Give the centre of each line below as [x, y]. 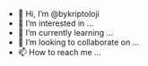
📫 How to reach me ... [59, 52]
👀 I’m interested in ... [56, 23]
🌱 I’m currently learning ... [65, 33]
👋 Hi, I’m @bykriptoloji [59, 14]
